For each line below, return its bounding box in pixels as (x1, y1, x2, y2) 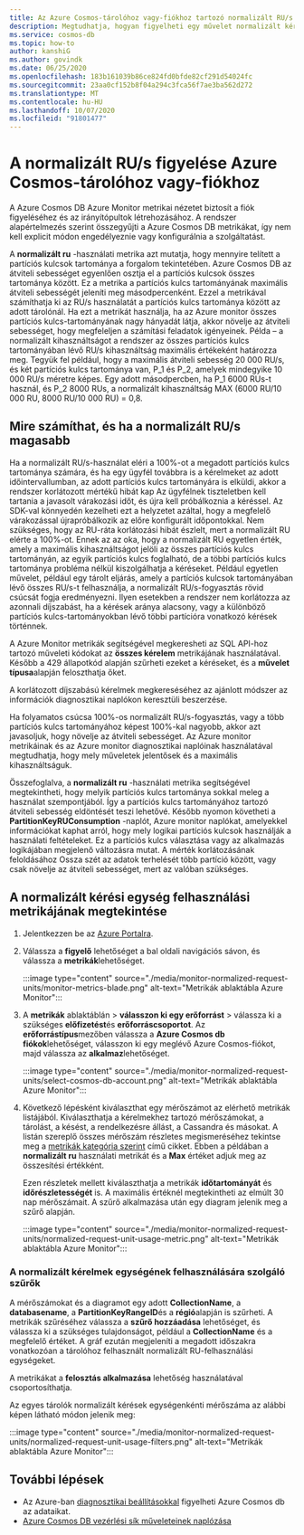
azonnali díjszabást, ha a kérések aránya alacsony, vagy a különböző (9, 601, 266, 611)
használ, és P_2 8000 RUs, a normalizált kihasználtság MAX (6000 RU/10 (9, 384, 282, 394)
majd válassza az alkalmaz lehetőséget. (22, 1047, 170, 1058)
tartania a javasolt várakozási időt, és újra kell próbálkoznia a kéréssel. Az (9, 495, 283, 507)
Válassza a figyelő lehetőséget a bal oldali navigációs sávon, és (22, 945, 261, 956)
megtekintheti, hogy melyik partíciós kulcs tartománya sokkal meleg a (9, 786, 270, 797)
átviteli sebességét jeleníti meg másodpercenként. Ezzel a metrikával (9, 287, 267, 298)
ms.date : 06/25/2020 (9, 64, 88, 73)
